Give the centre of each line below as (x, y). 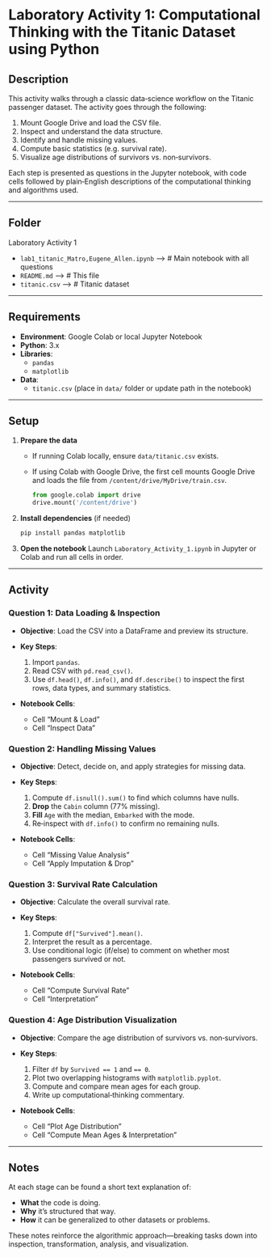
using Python (54, 49)
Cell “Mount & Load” (66, 719)
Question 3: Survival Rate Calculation (83, 884)
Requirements (44, 317)
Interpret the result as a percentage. (92, 942)
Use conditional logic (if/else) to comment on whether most (131, 950)
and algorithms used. (44, 190)
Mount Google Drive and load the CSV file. (90, 123)
